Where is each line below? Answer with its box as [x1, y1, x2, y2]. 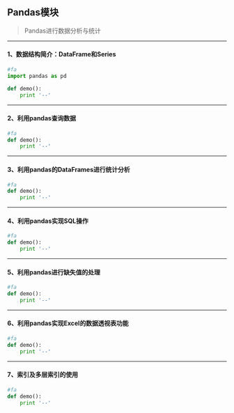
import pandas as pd [7, 72, 68, 79]
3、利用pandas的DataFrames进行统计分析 [7, 165, 130, 173]
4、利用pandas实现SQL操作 [7, 217, 89, 225]
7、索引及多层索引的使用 [7, 371, 79, 379]
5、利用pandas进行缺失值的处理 [7, 267, 101, 276]
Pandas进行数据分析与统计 [24, 26, 101, 35]
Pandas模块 [7, 6, 59, 19]
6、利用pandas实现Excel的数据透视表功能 [7, 319, 129, 327]
